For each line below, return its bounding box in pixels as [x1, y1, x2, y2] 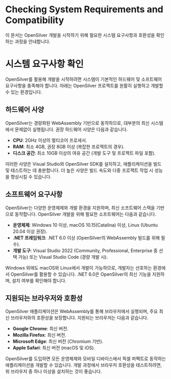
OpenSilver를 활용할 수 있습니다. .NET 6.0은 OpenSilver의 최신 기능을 [10, 271, 152, 277]
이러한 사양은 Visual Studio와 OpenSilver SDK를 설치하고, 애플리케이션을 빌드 [5, 161, 162, 167]
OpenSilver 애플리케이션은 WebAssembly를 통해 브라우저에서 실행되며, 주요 [5, 308, 158, 315]
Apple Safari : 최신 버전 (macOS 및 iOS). [12, 345, 95, 351]
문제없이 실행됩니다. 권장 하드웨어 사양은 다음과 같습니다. [14, 126, 128, 132]
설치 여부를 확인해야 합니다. [12, 277, 67, 283]
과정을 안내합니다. [14, 38, 51, 44]
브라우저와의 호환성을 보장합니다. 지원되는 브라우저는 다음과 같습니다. [10, 315, 149, 321]
